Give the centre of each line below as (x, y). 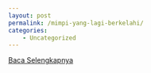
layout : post (30, 15)
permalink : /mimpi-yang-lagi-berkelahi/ (76, 23)
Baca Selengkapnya (41, 60)
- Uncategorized (50, 38)
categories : (28, 30)
